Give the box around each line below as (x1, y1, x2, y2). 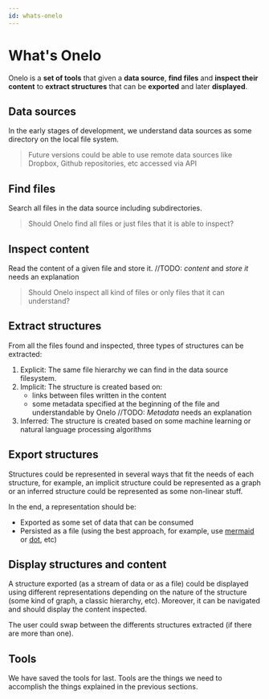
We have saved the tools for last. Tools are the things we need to (8, 673, 222, 683)
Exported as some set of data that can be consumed (19, 517, 194, 527)
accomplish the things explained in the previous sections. (8, 682, 198, 692)
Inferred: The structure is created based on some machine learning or (19, 415, 251, 426)
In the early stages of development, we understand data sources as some (8, 126, 252, 136)
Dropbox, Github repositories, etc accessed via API (27, 158, 198, 169)
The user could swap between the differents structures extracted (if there (8, 620, 252, 630)
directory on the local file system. (8, 134, 119, 145)
